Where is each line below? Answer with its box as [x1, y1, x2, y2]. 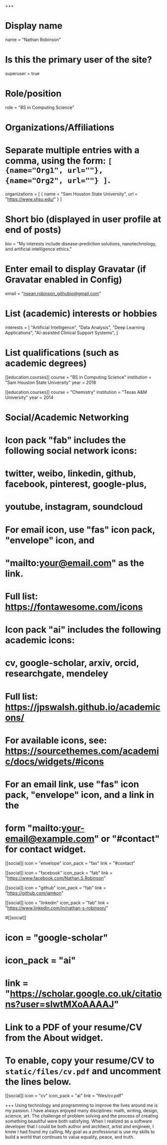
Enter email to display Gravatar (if [5, 263, 147, 275]
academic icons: [5, 635, 75, 646]
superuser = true [5, 70, 40, 76]
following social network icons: [5, 445, 138, 457]
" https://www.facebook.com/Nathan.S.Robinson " [5, 875, 106, 881]
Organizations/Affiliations [5, 122, 115, 133]
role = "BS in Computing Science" [5, 104, 75, 110]
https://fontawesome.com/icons [5, 601, 143, 612]
